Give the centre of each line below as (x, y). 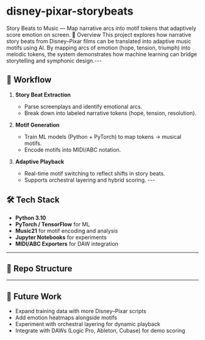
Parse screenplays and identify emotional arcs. (83, 106)
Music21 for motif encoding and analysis (67, 231)
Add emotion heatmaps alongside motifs (66, 318)
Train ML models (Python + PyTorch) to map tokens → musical (103, 136)
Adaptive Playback (40, 161)
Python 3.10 (31, 218)
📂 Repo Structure (39, 268)
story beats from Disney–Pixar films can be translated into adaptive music (99, 41)
